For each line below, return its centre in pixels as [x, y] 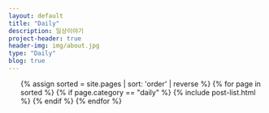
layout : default [36, 16]
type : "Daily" [33, 53]
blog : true [27, 61]
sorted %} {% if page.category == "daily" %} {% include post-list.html [138, 92]
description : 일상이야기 [46, 31]
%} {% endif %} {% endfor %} [71, 101]
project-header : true [45, 38]
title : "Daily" [34, 23]
